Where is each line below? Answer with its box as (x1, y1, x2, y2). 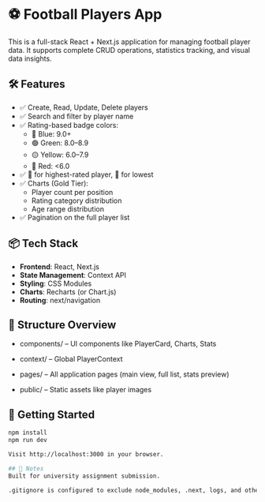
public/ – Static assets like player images (19, 385, 152, 395)
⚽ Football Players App (8, 6, 162, 24)
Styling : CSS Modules (19, 279, 92, 288)
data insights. (8, 54, 53, 63)
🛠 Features (8, 77, 65, 91)
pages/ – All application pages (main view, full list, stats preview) (19, 369, 230, 379)
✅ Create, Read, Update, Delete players (19, 103, 148, 112)
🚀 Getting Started (8, 407, 95, 421)
